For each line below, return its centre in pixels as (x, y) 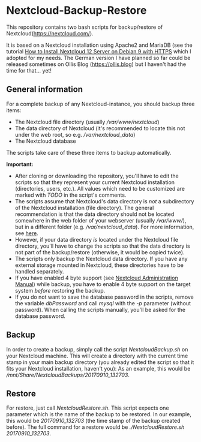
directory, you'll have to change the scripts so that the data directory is (102, 246)
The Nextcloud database (45, 141)
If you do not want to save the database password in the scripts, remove (104, 297)
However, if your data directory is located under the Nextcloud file (97, 239)
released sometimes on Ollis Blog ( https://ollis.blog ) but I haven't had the (96, 64)
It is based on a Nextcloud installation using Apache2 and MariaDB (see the (100, 45)
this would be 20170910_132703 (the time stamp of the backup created (94, 421)
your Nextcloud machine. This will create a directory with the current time (97, 356)
